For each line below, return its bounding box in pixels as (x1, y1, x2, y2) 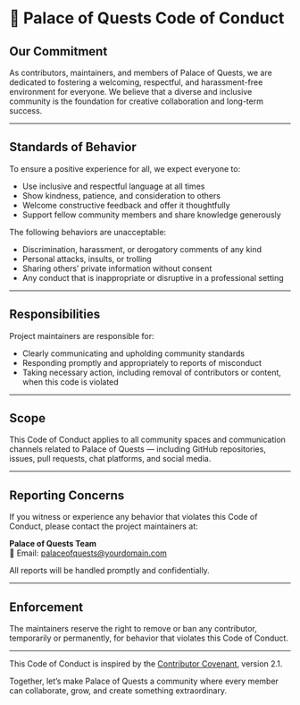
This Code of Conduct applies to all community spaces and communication (9, 434, 286, 446)
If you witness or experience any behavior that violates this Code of (9, 512, 258, 522)
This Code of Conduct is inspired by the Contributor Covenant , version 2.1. (9, 658, 283, 669)
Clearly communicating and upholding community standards (21, 348, 246, 359)
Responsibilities (9, 307, 101, 322)
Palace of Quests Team (9, 539, 96, 549)
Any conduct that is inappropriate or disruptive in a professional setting (21, 272, 284, 283)
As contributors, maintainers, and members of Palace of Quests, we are (9, 67, 272, 78)
